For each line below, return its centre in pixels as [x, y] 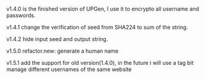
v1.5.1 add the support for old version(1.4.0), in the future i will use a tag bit [100, 63]
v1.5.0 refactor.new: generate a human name [62, 51]
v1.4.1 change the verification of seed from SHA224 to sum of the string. [97, 27]
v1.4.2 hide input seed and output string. [57, 39]
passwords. [21, 15]
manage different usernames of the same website [69, 69]
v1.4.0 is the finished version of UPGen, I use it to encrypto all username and [103, 9]
